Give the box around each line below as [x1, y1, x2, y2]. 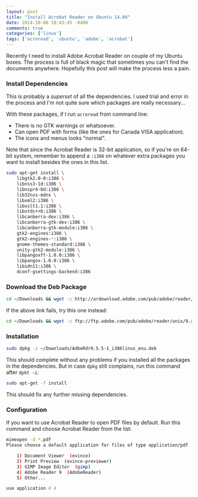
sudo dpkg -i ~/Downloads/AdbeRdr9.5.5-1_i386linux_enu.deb [6, 346, 157, 352]
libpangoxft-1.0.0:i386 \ [16, 252, 81, 259]
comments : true [6, 25, 44, 31]
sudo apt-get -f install [6, 380, 67, 387]
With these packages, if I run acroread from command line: [6, 110, 148, 118]
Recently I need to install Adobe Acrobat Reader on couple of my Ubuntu [6, 53, 183, 59]
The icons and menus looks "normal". [14, 135, 106, 142]
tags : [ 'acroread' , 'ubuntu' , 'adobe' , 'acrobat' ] [6, 36, 133, 42]
